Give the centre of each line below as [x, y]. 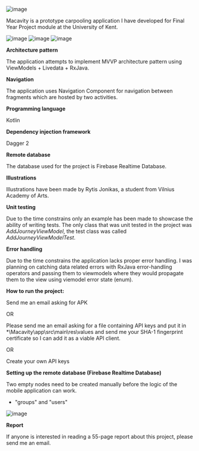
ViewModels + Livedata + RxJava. [48, 68]
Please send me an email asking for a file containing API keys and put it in [96, 326]
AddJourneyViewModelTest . [41, 237]
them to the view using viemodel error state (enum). [70, 280]
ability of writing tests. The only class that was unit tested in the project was [99, 225]
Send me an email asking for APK [47, 302]
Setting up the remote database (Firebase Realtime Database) [84, 373]
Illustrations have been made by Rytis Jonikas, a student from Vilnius [91, 189]
